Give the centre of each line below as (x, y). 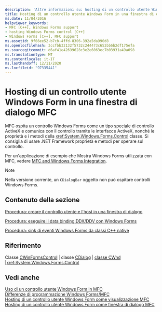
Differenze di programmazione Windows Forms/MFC (57, 294)
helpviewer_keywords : (27, 23)
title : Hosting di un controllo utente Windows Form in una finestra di (80, 14)
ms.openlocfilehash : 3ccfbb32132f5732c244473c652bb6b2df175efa (70, 45)
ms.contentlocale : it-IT (30, 59)
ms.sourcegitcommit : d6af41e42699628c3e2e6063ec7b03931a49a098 (70, 50)
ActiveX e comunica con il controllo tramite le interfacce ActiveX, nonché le (80, 131)
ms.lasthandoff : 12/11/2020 (33, 63)
